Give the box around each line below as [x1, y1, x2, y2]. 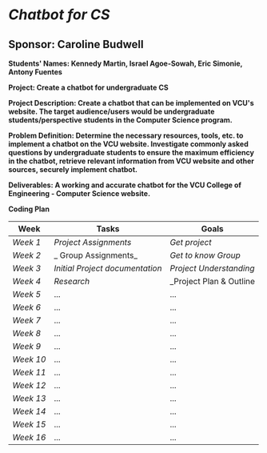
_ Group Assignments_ [54, 250, 138, 261]
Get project [169, 237, 212, 247]
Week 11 [12, 367, 46, 378]
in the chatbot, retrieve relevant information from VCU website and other [8, 156, 254, 166]
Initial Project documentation [54, 263, 162, 274]
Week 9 [12, 341, 42, 351]
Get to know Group [169, 250, 241, 261]
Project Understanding [169, 263, 255, 274]
